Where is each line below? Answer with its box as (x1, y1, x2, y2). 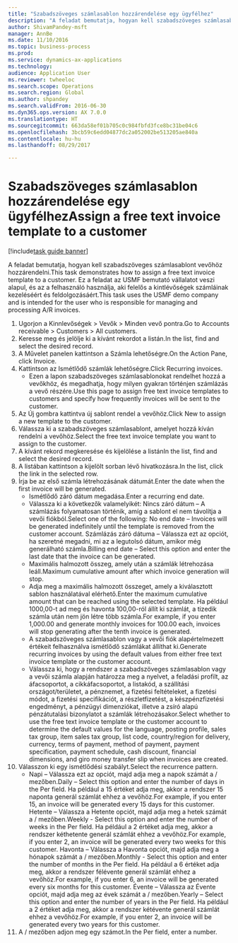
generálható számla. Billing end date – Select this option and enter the (28, 545, 231, 553)
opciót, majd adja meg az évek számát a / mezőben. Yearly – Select (28, 890, 223, 898)
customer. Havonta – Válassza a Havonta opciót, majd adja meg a (28, 845, 220, 854)
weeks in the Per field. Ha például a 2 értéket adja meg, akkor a (28, 823, 213, 831)
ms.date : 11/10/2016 (8, 37, 69, 44)
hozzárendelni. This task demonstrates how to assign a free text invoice (8, 268, 215, 276)
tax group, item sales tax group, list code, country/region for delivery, (28, 732, 230, 741)
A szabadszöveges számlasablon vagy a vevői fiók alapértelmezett (28, 635, 225, 643)
